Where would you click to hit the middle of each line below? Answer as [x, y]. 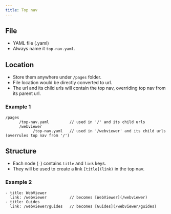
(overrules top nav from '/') [38, 135]
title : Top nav [22, 10]
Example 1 [18, 107]
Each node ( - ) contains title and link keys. [59, 163]
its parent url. [27, 93]
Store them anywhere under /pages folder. [57, 77]
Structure [21, 151]
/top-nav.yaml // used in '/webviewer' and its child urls [99, 131]
